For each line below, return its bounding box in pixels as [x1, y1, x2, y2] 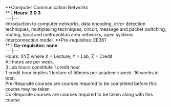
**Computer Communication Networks [5, 5, 89, 10]
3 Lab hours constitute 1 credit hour [5, 64, 80, 70]
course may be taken [5, 86, 50, 92]
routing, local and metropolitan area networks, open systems [5, 32, 134, 37]
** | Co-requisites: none [5, 42, 58, 48]
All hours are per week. [5, 59, 55, 65]
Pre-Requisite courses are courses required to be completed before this [5, 80, 157, 87]
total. [5, 75, 16, 81]
